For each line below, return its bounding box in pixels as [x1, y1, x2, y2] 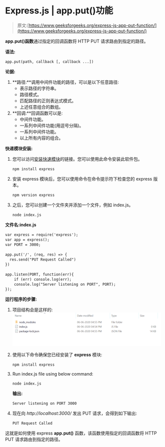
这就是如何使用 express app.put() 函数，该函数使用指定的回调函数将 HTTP [5, 430, 157, 436]
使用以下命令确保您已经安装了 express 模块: [12, 351, 103, 358]
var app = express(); [5, 237, 50, 242]
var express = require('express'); [5, 232, 79, 237]
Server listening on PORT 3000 [12, 401, 77, 406]
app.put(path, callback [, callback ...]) [5, 59, 94, 64]
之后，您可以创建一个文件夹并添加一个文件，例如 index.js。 [12, 202, 133, 208]
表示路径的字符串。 [19, 85, 59, 91]
